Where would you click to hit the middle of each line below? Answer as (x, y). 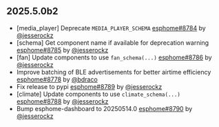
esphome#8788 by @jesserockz (62, 101)
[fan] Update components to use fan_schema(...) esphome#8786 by (114, 57)
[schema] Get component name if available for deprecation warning (113, 42)
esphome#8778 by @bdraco (57, 79)
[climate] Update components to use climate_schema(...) (98, 94)
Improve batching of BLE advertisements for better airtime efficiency (114, 72)
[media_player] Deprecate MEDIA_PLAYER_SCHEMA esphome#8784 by (111, 28)
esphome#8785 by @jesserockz (62, 50)
